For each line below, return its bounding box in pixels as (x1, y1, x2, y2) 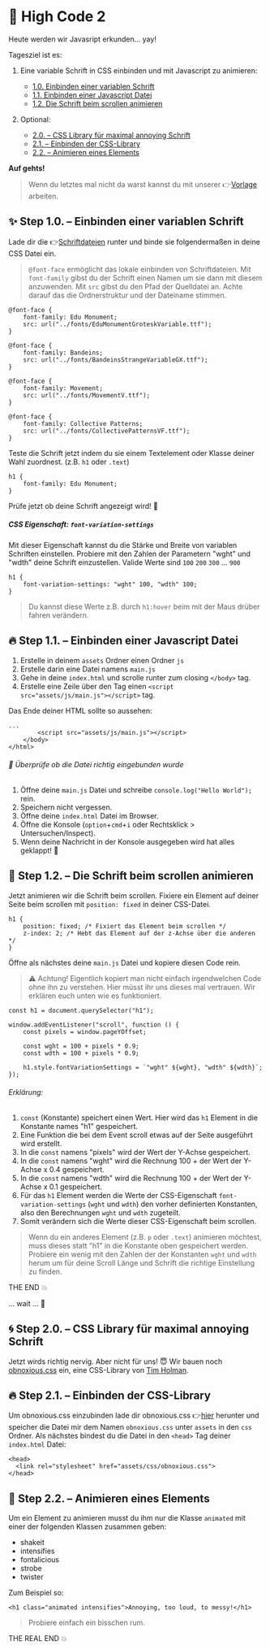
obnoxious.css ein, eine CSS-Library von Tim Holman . (8, 1365, 189, 1374)
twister (19, 1572, 44, 1582)
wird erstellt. (19, 1138, 62, 1148)
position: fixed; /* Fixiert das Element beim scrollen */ (23, 922, 227, 930)
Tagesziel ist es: (8, 50, 62, 59)
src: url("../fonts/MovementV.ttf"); (23, 391, 151, 399)
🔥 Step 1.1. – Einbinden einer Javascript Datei (8, 634, 239, 648)
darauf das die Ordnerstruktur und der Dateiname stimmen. (28, 290, 227, 300)
